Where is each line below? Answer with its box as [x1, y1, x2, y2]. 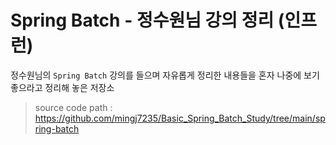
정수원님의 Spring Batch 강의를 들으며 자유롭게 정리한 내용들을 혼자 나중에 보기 [10, 69, 320, 81]
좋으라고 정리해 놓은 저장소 [10, 81, 115, 93]
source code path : [34, 101, 113, 113]
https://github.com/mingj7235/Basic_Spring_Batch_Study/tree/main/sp [34, 112, 326, 124]
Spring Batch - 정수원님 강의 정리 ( [10, 9, 285, 32]
